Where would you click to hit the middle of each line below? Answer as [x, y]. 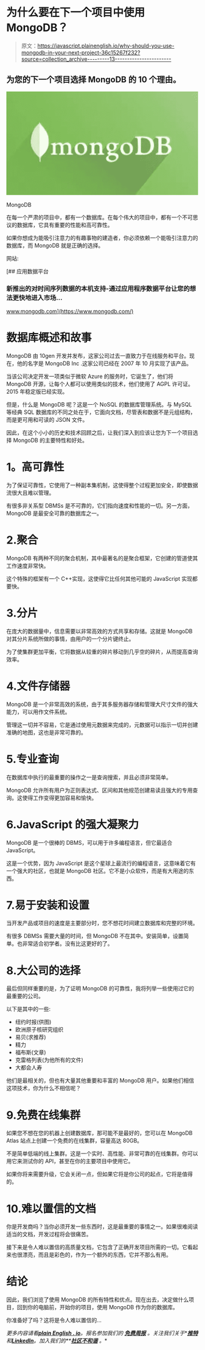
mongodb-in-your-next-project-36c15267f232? [81, 52]
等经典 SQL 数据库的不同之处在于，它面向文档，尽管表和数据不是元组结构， [101, 412]
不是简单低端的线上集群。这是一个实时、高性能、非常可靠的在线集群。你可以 [102, 1153]
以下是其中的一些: [29, 1009]
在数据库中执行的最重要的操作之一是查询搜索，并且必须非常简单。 [89, 777]
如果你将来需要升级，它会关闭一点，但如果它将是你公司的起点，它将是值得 [99, 1174]
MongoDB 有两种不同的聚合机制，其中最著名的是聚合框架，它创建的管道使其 [102, 558]
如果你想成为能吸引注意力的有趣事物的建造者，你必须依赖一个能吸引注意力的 [102, 237]
